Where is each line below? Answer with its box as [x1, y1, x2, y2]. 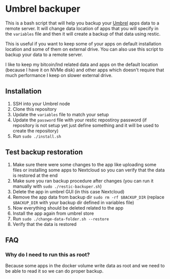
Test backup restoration [5, 148, 83, 157]
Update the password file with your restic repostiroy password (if [12, 117, 147, 123]
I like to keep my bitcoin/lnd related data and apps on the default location [5, 61, 158, 67]
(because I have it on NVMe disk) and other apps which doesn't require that [5, 67, 164, 73]
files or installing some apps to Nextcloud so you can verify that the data [12, 167, 165, 173]
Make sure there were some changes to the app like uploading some [12, 161, 157, 167]
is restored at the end [12, 172, 58, 179]
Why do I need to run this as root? [5, 251, 90, 258]
